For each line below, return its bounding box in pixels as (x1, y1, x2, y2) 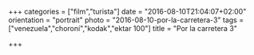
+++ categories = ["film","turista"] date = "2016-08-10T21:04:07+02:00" (8, 7, 247, 16)
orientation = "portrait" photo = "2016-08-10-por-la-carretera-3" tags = (8, 15, 244, 25)
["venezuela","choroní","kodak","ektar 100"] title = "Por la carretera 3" (8, 24, 238, 33)
